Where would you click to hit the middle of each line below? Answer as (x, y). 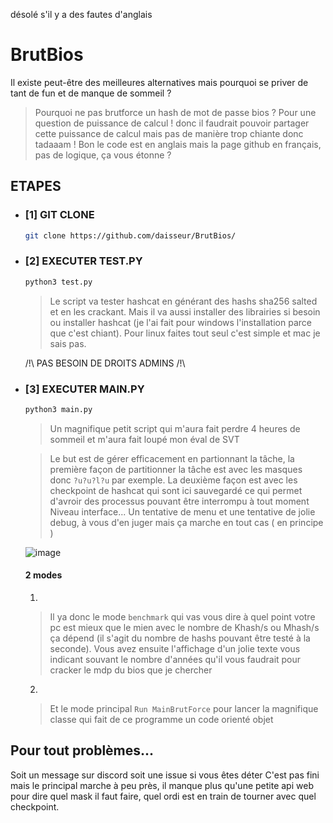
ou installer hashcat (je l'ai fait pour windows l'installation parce (180, 322)
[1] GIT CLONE (59, 215)
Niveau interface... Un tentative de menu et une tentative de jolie (182, 511)
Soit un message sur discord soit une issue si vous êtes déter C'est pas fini (165, 775)
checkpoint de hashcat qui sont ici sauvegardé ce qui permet (176, 490)
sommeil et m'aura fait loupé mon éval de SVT (144, 439)
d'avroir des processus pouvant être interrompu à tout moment (179, 501)
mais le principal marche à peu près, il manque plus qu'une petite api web (162, 785)
